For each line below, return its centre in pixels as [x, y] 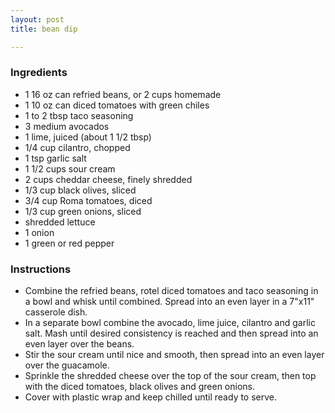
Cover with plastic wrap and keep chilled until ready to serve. [151, 397]
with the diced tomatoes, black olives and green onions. [140, 387]
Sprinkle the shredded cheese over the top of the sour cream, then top [170, 376]
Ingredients [39, 73]
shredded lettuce [60, 222]
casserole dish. [56, 312]
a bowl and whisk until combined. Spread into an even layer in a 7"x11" [169, 302]
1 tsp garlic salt [55, 158]
